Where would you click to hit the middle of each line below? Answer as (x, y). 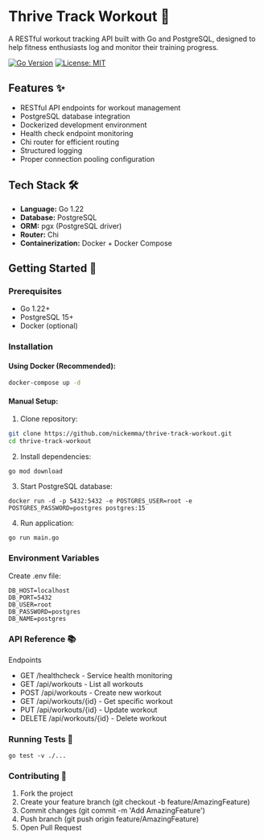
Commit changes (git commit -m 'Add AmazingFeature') (112, 811)
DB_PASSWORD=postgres (45, 611)
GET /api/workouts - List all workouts (81, 684)
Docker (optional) (49, 326)
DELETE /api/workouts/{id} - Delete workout (93, 718)
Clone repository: (49, 419)
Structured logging (51, 150)
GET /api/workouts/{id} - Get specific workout (96, 701)
